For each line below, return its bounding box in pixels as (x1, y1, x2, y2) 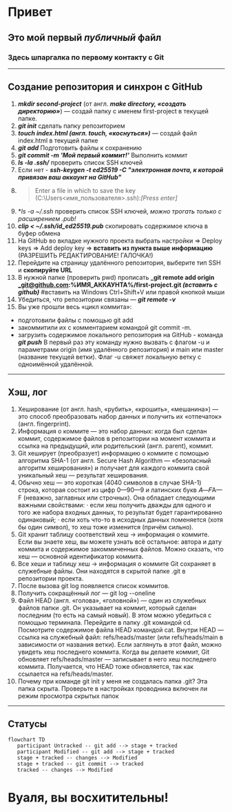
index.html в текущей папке (17, 136, 98, 144)
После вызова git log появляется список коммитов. (17, 581, 170, 589)
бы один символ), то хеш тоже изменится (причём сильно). (17, 522, 193, 531)
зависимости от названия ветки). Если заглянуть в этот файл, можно (17, 640, 222, 648)
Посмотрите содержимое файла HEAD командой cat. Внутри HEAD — (17, 625, 224, 634)
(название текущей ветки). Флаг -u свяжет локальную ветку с (17, 352, 202, 361)
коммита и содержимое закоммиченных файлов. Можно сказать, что (17, 545, 224, 553)
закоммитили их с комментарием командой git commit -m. (17, 323, 192, 332)
